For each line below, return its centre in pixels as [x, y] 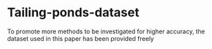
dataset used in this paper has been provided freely [80, 38]
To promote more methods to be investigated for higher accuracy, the [106, 31]
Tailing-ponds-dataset [73, 13]
